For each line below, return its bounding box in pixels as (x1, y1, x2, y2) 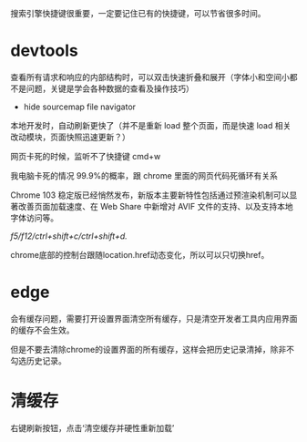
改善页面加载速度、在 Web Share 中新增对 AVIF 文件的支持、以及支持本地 (17, 200, 294, 211)
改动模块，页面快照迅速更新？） (10, 131, 130, 142)
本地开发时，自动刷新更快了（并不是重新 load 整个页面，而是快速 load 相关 (10, 119, 292, 130)
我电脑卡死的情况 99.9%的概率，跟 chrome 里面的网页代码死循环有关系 (10, 170, 279, 180)
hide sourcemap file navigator (23, 101, 136, 112)
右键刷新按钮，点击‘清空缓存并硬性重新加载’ (10, 422, 175, 433)
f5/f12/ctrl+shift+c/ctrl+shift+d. (10, 231, 128, 242)
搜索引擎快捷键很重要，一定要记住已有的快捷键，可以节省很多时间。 (10, 8, 266, 18)
